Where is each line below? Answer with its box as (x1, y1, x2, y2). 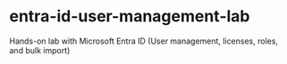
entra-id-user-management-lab (9, 6, 250, 27)
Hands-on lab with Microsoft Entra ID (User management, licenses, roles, (9, 36, 279, 46)
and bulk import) (9, 44, 71, 55)
